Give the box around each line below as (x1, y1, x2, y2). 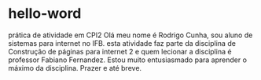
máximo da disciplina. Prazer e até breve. (8, 63, 142, 72)
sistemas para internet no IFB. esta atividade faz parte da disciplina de (8, 38, 236, 47)
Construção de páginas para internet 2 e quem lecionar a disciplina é (8, 47, 232, 56)
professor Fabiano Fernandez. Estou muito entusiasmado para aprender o (8, 55, 248, 64)
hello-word (8, 5, 82, 23)
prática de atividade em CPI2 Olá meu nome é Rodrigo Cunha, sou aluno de (8, 30, 253, 40)
